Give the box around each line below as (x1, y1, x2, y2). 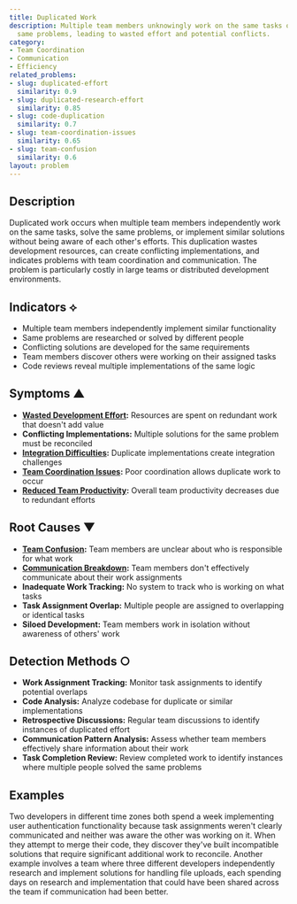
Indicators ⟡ (9, 299, 78, 314)
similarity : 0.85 (17, 104, 81, 112)
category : (9, 37, 46, 47)
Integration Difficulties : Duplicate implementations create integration (21, 447, 276, 458)
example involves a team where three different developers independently (9, 858, 276, 869)
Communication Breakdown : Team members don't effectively (21, 562, 250, 573)
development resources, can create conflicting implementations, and (9, 245, 260, 257)
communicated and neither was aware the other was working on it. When (9, 830, 276, 841)
